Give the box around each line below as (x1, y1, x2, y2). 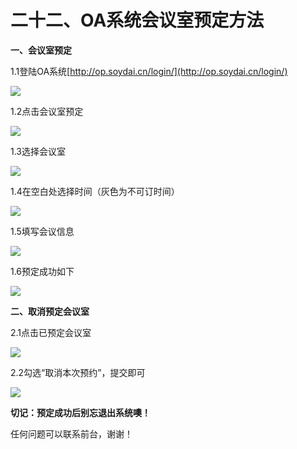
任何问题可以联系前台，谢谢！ (10, 427, 133, 440)
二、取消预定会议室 (10, 305, 90, 317)
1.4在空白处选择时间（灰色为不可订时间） (10, 185, 180, 197)
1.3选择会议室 (10, 145, 66, 157)
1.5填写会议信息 (10, 225, 75, 237)
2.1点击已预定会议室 (10, 326, 92, 338)
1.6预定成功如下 (10, 265, 75, 277)
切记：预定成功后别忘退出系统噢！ (10, 406, 151, 418)
